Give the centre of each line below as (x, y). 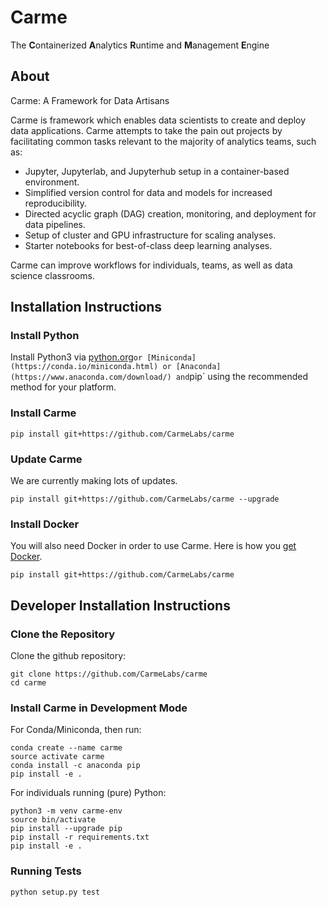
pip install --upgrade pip (66, 829)
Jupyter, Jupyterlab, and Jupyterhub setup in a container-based (157, 171)
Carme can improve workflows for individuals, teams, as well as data (151, 265)
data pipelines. (55, 224)
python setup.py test (55, 892)
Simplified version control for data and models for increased (148, 192)
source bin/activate (53, 820)
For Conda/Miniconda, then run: (76, 730)
